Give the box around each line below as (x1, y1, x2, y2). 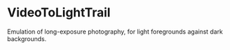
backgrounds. (7, 34, 47, 42)
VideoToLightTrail (7, 5, 111, 21)
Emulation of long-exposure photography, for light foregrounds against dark (7, 27, 223, 36)
